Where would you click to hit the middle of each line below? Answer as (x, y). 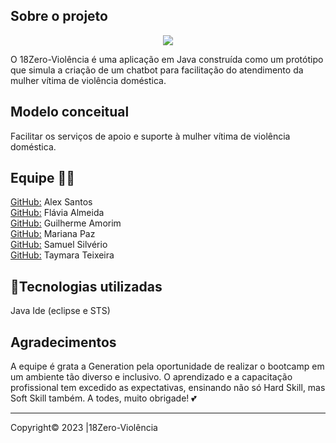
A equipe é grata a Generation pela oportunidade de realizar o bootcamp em (167, 366)
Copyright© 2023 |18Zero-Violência (84, 428)
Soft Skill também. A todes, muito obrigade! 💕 (103, 398)
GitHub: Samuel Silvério (59, 245)
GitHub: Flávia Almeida (57, 213)
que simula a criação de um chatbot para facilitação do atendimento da (157, 70)
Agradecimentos (63, 342)
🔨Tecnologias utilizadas (86, 286)
